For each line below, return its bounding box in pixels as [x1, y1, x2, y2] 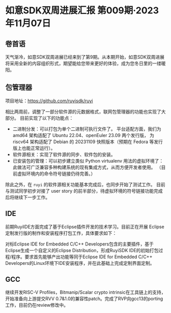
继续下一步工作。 [14, 194, 50, 200]
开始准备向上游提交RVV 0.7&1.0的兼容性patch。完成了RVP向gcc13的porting [5, 296, 163, 302]
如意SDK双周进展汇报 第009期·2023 [5, 5, 159, 16]
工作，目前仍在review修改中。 [5, 302, 69, 308]
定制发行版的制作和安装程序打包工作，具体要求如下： [5, 230, 117, 236]
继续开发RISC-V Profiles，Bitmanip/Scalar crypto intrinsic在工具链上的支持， [5, 289, 166, 296]
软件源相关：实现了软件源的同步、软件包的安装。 [12, 151, 116, 158]
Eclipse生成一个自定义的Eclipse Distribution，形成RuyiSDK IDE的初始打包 [5, 247, 159, 253]
